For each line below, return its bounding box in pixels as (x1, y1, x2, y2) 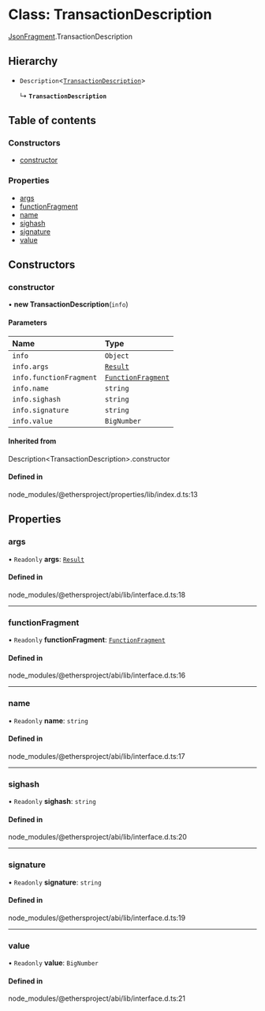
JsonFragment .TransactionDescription (8, 32, 132, 41)
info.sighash (12, 394, 62, 404)
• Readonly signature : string (8, 877, 102, 887)
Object (104, 351, 129, 360)
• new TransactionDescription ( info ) (8, 300, 129, 309)
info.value (12, 417, 53, 425)
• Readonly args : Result (8, 554, 85, 564)
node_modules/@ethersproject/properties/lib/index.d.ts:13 (8, 490, 199, 500)
